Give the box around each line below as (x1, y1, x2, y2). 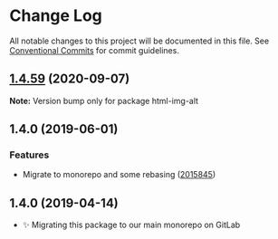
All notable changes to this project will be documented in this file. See (9, 35, 270, 46)
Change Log (9, 5, 102, 26)
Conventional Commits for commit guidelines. (9, 44, 179, 55)
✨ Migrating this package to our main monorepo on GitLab (22, 219, 241, 231)
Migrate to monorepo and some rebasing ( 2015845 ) (22, 169, 216, 180)
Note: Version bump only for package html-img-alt (9, 95, 199, 106)
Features (9, 148, 50, 161)
